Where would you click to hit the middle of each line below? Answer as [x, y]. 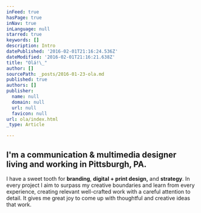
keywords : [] [23, 40]
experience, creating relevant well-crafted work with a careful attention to [98, 191]
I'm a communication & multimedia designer [91, 154]
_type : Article [26, 125]
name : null [26, 96]
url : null [24, 108]
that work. [19, 205]
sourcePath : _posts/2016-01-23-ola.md [55, 74]
